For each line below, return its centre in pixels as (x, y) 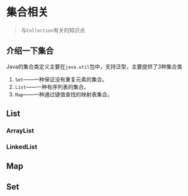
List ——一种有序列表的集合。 (52, 87)
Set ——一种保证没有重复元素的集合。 (61, 79)
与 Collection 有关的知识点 (53, 30)
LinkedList (22, 147)
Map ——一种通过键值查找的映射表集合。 (64, 94)
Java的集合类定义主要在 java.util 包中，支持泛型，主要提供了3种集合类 (94, 66)
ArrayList (20, 131)
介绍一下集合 (30, 51)
